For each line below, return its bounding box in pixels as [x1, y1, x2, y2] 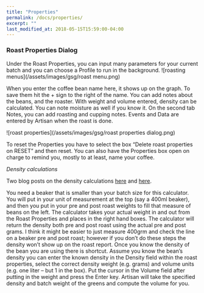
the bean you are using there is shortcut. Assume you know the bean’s [6, 247, 183, 255]
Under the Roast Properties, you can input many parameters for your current [6, 60, 199, 67]
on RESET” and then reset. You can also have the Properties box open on [6, 147, 190, 154]
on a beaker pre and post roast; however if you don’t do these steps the [6, 234, 186, 241]
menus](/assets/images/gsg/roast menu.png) [6, 72, 121, 80]
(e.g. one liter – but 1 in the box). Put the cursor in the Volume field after [6, 266, 186, 274]
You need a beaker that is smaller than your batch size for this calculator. [6, 189, 189, 196]
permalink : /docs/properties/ [6, 15, 83, 21]
